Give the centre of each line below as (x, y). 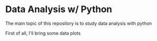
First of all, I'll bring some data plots (43, 33)
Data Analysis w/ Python (59, 9)
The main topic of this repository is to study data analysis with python (79, 23)
